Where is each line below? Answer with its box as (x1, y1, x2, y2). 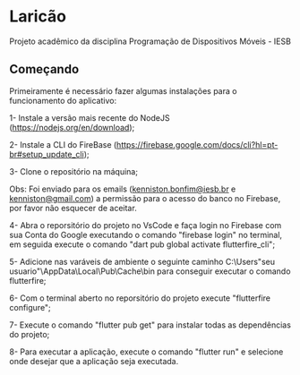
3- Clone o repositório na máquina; (9, 166, 139, 176)
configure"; (9, 302, 51, 312)
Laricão (9, 6, 67, 27)
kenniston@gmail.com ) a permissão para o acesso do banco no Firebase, (9, 192, 281, 203)
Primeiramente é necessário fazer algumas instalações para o (9, 85, 237, 96)
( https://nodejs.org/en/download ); (9, 122, 135, 132)
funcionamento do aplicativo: (9, 95, 117, 106)
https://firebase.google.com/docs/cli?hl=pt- (116, 139, 279, 149)
